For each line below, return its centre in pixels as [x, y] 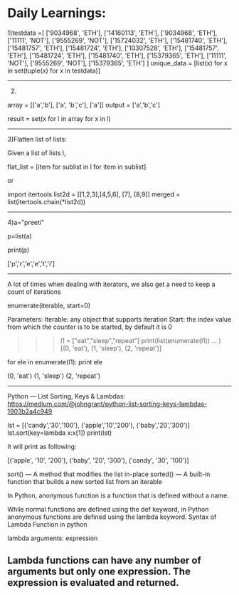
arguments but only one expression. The [99, 572]
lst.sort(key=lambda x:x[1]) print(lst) [60, 433]
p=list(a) [20, 236]
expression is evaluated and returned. [93, 583]
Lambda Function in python [47, 524]
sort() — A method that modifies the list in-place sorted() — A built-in [109, 474]
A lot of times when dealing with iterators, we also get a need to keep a [111, 284]
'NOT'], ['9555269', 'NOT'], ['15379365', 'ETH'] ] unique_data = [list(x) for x [118, 63]
